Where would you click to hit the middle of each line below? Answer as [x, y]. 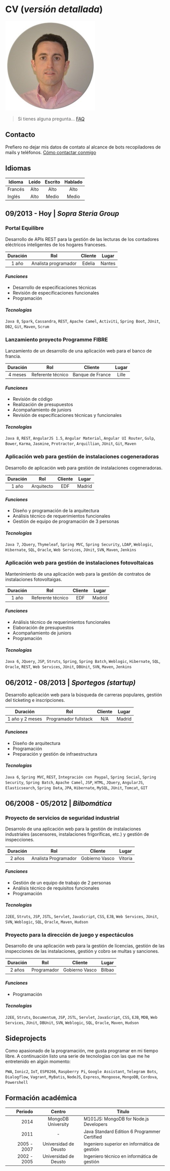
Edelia [89, 263]
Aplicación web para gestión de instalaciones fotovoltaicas [79, 563]
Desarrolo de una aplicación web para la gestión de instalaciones [73, 829]
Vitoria [125, 859]
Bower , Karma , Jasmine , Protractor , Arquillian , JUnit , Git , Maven [71, 443]
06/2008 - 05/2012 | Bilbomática [59, 804]
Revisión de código [33, 399]
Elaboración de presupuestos [43, 628]
